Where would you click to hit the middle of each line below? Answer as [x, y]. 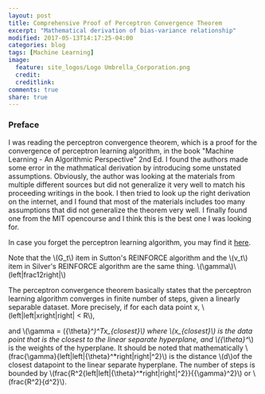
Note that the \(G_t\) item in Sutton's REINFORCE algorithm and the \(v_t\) [128, 257]
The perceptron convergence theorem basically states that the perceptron [130, 290]
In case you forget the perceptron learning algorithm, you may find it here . [130, 242]
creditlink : [35, 82]
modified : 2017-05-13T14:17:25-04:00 [71, 38]
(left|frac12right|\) [37, 275]
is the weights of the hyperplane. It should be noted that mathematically [126, 348]
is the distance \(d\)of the [211, 356]
